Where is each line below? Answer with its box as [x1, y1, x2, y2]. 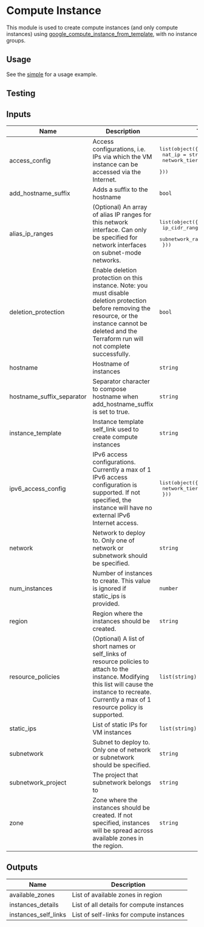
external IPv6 [92, 511, 131, 520]
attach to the [92, 664, 129, 673]
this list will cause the [92, 680, 154, 688]
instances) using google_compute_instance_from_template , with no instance [6, 30, 197, 37]
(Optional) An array [92, 202, 148, 211]
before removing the [92, 304, 151, 312]
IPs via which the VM [92, 152, 152, 161]
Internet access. [92, 518, 138, 527]
